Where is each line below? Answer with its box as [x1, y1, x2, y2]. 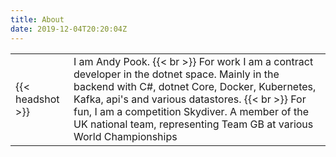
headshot [15, 92, 60, 106]
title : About [10, 14, 65, 25]
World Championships [73, 129, 178, 143]
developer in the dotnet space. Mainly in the [73, 67, 280, 81]
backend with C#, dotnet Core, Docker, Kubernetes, [73, 79, 317, 93]
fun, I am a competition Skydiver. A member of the [73, 104, 310, 118]
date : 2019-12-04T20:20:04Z [10, 24, 128, 34]
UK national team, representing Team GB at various [73, 117, 314, 131]
